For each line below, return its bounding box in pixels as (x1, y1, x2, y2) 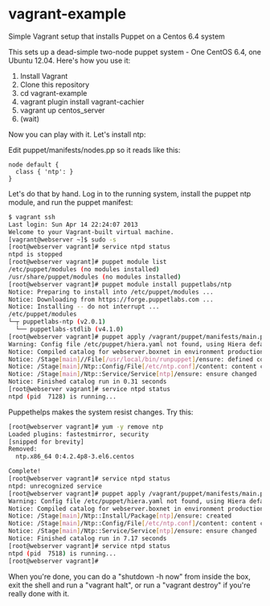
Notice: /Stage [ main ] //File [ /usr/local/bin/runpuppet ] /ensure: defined (8, 355, 253, 363)
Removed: (8, 445, 38, 453)
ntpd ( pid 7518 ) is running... (8, 549, 117, 558)
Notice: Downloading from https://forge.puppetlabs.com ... (8, 295, 215, 303)
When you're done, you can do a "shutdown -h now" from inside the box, (8, 571, 252, 581)
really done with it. (8, 588, 70, 598)
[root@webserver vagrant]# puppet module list (8, 258, 167, 266)
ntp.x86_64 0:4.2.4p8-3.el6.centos (15, 452, 135, 461)
